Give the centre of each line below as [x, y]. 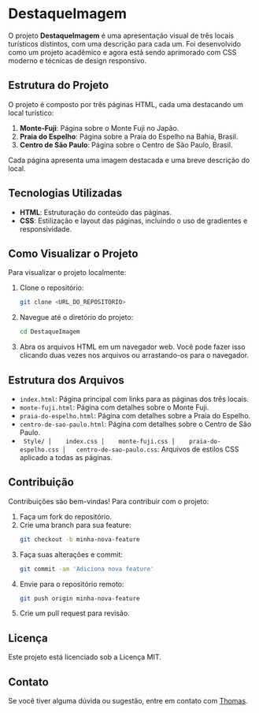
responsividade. [46, 228]
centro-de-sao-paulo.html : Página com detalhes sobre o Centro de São [135, 424]
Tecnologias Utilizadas [65, 193]
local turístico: [31, 113]
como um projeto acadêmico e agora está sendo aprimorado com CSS [122, 52]
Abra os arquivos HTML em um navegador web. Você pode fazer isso [132, 347]
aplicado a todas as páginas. [66, 457]
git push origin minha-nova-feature [80, 598]
